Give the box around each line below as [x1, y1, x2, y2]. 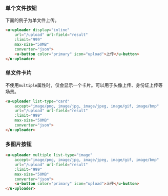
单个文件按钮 [5, 4, 37, 11]
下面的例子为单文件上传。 [5, 17, 59, 24]
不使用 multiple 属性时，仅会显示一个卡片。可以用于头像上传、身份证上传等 [5, 82, 163, 88]
